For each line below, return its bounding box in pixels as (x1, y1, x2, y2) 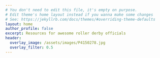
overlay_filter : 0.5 (10, 45, 53, 50)
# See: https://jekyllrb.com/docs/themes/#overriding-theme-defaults (5, 17, 156, 22)
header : (5, 36, 22, 41)
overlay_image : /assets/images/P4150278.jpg (10, 40, 106, 45)
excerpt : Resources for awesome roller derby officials (5, 31, 126, 36)
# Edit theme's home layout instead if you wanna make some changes (5, 12, 153, 17)
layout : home (5, 21, 33, 27)
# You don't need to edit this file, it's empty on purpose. (5, 7, 138, 13)
